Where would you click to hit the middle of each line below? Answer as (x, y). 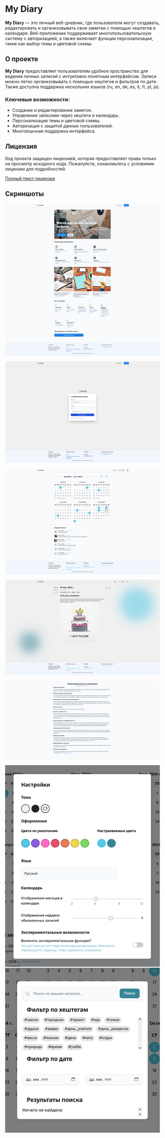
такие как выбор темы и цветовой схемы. (49, 43)
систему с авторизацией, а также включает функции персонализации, (79, 38)
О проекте (22, 59)
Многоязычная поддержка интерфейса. (54, 131)
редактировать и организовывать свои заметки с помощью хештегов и (81, 28)
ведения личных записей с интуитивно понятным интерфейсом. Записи (81, 76)
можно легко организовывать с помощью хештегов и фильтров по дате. (81, 81)
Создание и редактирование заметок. (52, 110)
